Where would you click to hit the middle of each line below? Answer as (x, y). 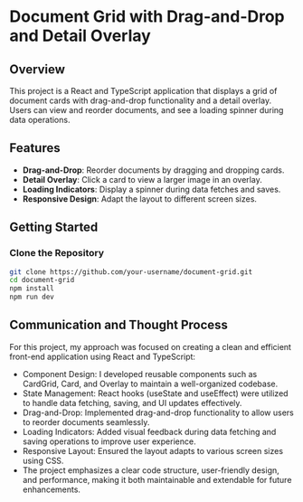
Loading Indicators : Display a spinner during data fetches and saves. (151, 189)
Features (35, 148)
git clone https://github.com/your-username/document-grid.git (131, 272)
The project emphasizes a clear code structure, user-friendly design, (151, 470)
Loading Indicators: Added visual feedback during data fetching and (149, 431)
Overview (38, 69)
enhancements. (52, 489)
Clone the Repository (57, 253)
